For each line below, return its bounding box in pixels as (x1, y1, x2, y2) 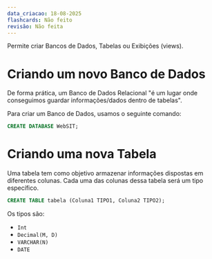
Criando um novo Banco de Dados (7, 66, 206, 81)
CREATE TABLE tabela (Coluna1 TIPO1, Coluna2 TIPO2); (7, 198, 166, 204)
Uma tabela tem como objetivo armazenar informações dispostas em (7, 169, 204, 178)
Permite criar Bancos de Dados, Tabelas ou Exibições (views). (7, 42, 184, 50)
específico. (7, 184, 39, 192)
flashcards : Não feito (7, 17, 73, 23)
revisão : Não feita (7, 23, 64, 30)
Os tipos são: (7, 210, 45, 218)
